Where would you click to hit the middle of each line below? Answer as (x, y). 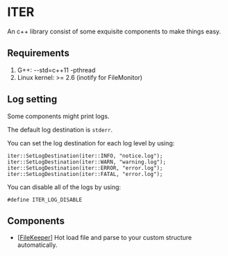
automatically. (37, 245)
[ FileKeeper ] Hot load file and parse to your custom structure (105, 238)
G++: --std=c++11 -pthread (56, 70)
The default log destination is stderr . (60, 129)
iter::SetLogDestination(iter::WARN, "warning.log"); (87, 162)
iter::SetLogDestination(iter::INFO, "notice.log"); (85, 156)
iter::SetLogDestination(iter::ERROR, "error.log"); (85, 168)
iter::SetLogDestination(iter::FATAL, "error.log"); (85, 174)
